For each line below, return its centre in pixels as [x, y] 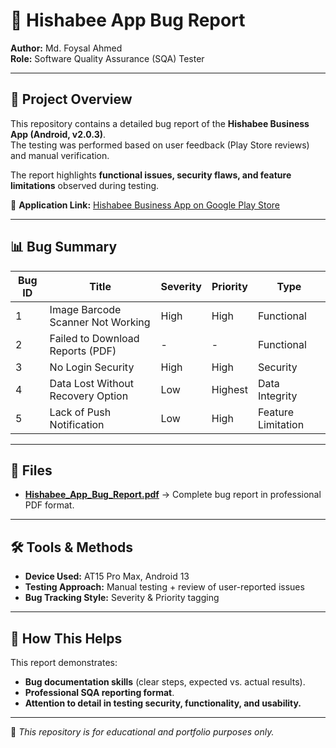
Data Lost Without [91, 383]
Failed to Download [94, 338]
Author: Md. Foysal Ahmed [66, 48]
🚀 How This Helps [66, 638]
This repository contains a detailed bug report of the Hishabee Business [160, 123]
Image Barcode [85, 309]
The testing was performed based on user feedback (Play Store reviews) [160, 145]
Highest [229, 389]
